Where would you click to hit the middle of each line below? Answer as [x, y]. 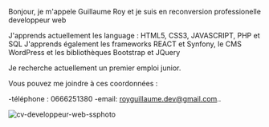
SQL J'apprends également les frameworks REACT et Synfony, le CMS [125, 44]
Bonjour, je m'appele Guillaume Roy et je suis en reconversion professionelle [134, 12]
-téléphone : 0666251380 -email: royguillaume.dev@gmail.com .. [115, 99]
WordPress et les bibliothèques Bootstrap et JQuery [94, 52]
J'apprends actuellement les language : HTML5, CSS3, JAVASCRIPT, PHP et [134, 36]
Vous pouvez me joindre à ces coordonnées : [83, 83]
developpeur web [37, 20]
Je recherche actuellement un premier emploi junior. [95, 68]
